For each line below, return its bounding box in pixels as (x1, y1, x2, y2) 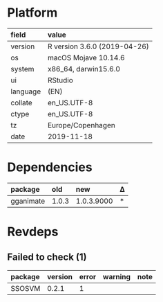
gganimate (10, 196, 46, 206)
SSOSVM (10, 283, 41, 293)
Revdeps (7, 224, 59, 240)
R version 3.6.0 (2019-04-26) (47, 42, 150, 51)
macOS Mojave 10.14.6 (47, 53, 126, 62)
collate (10, 98, 32, 107)
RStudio (47, 75, 74, 85)
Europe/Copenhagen (47, 120, 115, 130)
